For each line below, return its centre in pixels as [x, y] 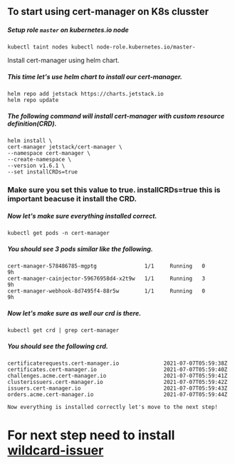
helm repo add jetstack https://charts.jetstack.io [85, 94]
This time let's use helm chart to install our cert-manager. [95, 76]
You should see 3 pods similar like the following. [80, 248]
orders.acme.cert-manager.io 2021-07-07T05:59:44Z [117, 395]
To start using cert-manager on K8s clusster [108, 12]
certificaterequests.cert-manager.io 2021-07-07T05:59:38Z [117, 363]
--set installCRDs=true [43, 172]
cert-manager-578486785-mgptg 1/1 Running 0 [106, 266]
